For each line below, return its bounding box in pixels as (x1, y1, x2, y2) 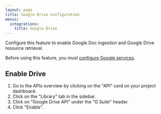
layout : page (5, 7, 33, 13)
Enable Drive (5, 69, 46, 78)
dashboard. (12, 88, 37, 94)
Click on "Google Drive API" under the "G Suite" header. (12, 98, 129, 104)
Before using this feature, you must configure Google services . (5, 55, 136, 61)
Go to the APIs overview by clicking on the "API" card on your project (12, 82, 156, 88)
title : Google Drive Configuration (5, 12, 80, 17)
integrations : (10, 21, 39, 27)
